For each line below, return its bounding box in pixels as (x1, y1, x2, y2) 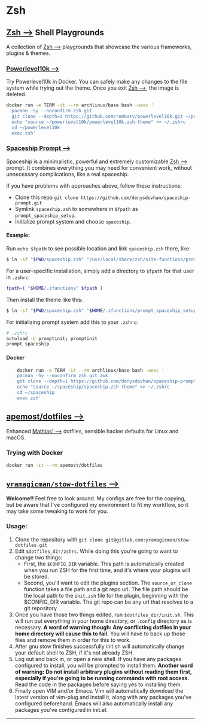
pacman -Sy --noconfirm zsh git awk (17, 373, 109, 379)
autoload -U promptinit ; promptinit (6, 335, 98, 341)
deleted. (6, 91, 27, 98)
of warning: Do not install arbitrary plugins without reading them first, (14, 668, 192, 675)
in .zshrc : (6, 273, 30, 281)
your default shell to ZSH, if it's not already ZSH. (14, 649, 135, 656)
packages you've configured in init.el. (14, 706, 108, 713)
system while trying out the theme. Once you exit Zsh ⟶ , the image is (6, 84, 179, 91)
